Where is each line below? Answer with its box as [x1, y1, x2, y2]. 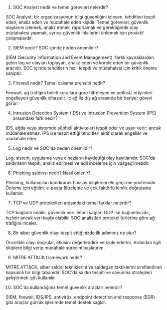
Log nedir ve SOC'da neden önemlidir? [12, 145, 93, 151]
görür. [5, 100, 18, 106]
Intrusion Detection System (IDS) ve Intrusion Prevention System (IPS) [12, 110, 157, 116]
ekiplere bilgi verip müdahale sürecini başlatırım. [5, 245, 105, 251]
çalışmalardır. [5, 35, 33, 41]
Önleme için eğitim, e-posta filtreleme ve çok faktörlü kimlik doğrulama [5, 185, 151, 191]
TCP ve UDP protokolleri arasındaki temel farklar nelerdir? [12, 200, 132, 206]
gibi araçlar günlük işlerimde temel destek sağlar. [5, 300, 107, 305]
